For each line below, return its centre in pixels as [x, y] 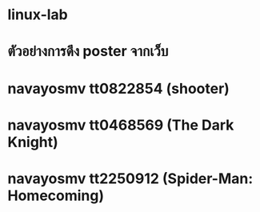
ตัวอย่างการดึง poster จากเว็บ [88, 52]
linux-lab [38, 15]
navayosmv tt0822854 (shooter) [118, 88]
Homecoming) [56, 196]
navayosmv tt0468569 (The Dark [121, 125]
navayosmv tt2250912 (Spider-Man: [130, 178]
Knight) [33, 142]
